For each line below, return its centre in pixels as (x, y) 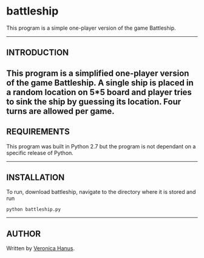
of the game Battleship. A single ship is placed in (100, 83)
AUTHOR (24, 233)
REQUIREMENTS (38, 132)
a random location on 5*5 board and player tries (99, 92)
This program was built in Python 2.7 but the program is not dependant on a (101, 146)
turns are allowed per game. (60, 111)
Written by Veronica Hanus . (41, 248)
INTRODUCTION (38, 53)
